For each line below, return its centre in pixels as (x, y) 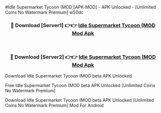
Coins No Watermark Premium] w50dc (44, 12)
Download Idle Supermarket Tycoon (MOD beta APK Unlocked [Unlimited (80, 100)
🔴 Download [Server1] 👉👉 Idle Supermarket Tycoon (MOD (83, 25)
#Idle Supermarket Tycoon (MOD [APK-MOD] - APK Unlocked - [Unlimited (81, 7)
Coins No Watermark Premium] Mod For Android (54, 105)
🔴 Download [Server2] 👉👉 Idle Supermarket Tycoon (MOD (83, 57)
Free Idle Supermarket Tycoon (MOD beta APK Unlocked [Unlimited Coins (80, 85)
